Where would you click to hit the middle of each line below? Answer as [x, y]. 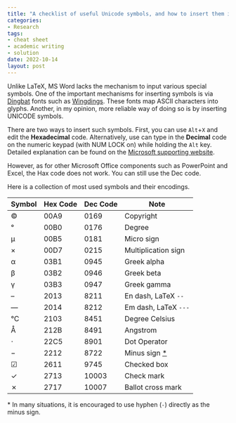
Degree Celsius [150, 318]
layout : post [26, 66]
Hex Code [60, 204]
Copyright [141, 216]
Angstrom [141, 330]
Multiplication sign [155, 250]
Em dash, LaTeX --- [157, 307]
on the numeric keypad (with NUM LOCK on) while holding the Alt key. [110, 144]
